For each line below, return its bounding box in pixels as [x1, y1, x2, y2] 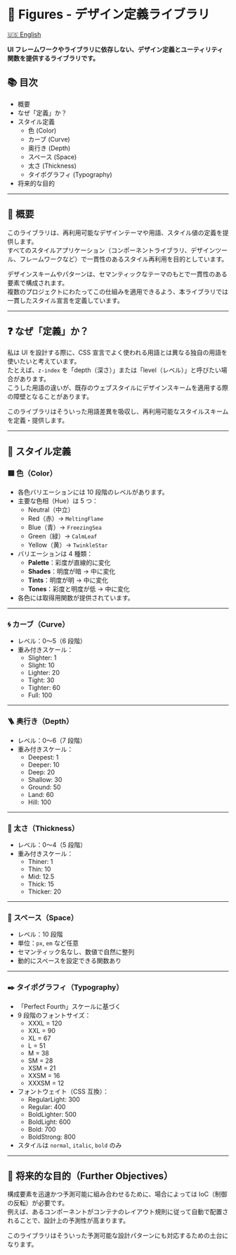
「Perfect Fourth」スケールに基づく [17, 1002, 122, 1010]
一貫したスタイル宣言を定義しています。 [7, 296, 124, 304]
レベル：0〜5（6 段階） [17, 637, 86, 645]
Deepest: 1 [27, 753, 59, 761]
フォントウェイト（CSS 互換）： [17, 1087, 109, 1096]
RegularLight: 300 [27, 1095, 81, 1103]
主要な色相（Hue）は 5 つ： [17, 497, 98, 505]
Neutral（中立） [27, 505, 74, 514]
